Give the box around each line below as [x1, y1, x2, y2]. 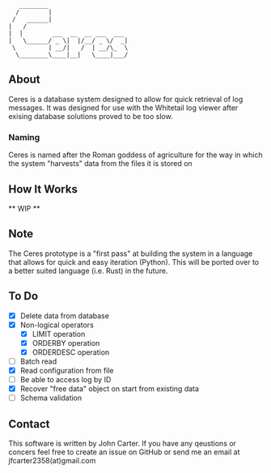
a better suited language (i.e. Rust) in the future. [8, 266, 168, 275]
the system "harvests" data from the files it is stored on [8, 159, 193, 168]
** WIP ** [8, 203, 40, 213]
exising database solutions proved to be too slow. [8, 111, 173, 121]
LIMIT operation [32, 329, 86, 339]
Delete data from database [19, 310, 109, 321]
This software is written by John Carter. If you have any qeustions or [8, 438, 237, 448]
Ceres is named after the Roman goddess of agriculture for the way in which [8, 150, 263, 160]
